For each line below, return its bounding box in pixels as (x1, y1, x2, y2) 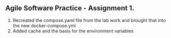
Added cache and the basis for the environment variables (12, 27, 134, 34)
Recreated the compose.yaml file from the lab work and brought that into (12, 17, 166, 23)
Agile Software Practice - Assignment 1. (5, 4, 135, 12)
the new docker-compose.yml (12, 22, 76, 28)
